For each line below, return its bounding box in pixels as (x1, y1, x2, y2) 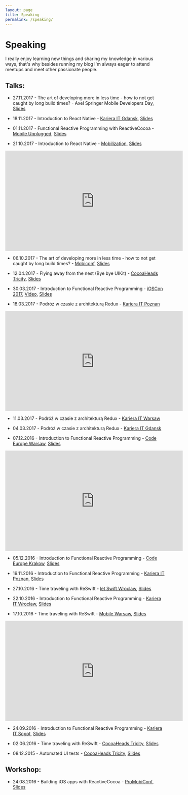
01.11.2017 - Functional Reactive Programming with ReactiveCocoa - (12, 125, 155, 131)
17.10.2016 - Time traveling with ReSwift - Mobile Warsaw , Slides (12, 611, 146, 617)
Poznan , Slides (12, 576, 44, 582)
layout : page (5, 7, 33, 13)
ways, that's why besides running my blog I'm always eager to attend (5, 61, 150, 67)
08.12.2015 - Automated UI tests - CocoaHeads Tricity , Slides (12, 750, 140, 756)
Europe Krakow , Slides (12, 560, 60, 566)
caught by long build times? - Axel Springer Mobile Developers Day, (12, 100, 155, 106)
